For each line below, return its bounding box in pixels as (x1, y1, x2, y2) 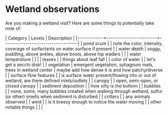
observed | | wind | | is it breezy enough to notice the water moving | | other (5, 98, 161, 104)
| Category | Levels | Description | (5, 35, 75, 41)
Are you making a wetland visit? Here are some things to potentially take (5, 20, 154, 26)
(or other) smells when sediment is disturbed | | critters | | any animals (5, 93, 150, 99)
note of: (5, 25, 22, 31)
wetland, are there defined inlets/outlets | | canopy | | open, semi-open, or (5, 77, 158, 83)
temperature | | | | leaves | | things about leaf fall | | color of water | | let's (5, 56, 156, 62)
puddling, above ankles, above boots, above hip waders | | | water (5, 51, 142, 57)
